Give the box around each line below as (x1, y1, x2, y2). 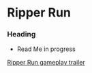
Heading (7, 30, 36, 39)
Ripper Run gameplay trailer (7, 59, 85, 67)
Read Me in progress (16, 45, 76, 53)
